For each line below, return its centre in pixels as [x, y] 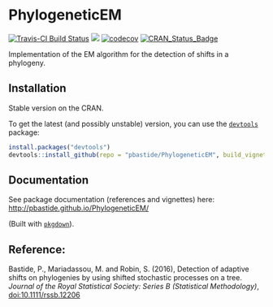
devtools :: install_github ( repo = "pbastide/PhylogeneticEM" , [114, 155]
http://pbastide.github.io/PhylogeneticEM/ [78, 208]
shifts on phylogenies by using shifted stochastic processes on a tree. [125, 278]
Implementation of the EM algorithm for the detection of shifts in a [119, 54]
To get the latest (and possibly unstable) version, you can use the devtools [133, 123]
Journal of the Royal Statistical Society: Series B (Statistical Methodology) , [134, 287]
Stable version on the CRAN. [56, 108]
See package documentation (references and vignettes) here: [112, 200]
